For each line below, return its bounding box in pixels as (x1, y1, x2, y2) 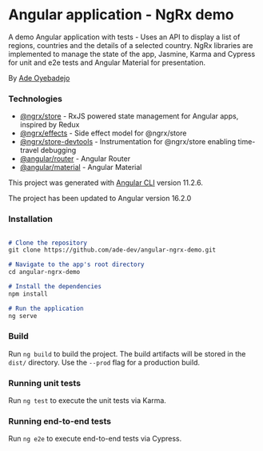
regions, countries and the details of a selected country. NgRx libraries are (8, 40, 253, 50)
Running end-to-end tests (8, 416, 112, 427)
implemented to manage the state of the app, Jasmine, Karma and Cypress (8, 49, 256, 58)
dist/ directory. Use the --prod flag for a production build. (8, 357, 200, 367)
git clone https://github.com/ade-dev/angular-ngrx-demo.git (8, 246, 217, 254)
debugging (40, 146, 77, 155)
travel (19, 146, 39, 155)
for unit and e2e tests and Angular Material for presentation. (8, 58, 206, 67)
